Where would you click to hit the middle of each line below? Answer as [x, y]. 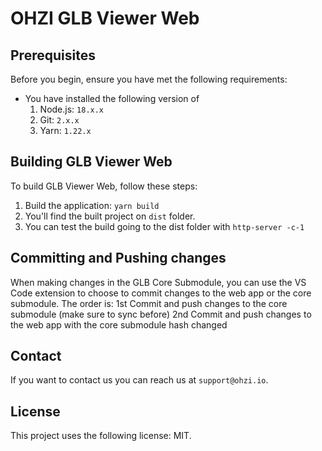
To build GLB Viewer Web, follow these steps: [104, 186]
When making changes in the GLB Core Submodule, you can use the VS [158, 282]
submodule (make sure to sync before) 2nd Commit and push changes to [161, 314]
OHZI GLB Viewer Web [105, 18]
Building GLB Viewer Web [91, 162]
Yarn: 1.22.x [65, 130]
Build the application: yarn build [92, 205]
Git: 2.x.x [59, 120]
